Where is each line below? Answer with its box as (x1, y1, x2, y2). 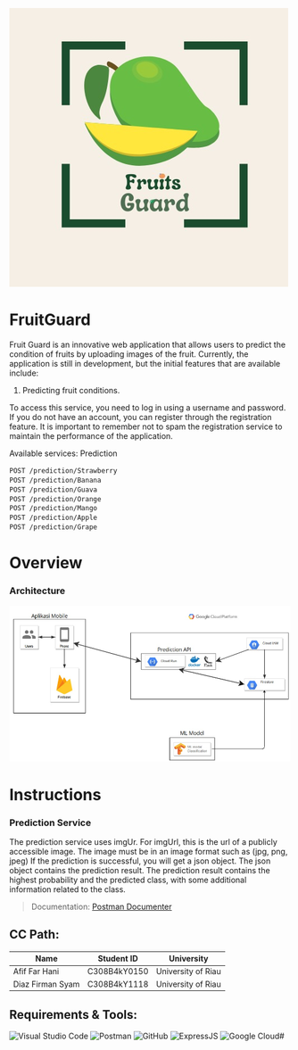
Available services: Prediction (9, 448, 118, 459)
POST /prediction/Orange (9, 494, 102, 503)
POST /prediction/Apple (9, 513, 98, 523)
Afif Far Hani (12, 966, 60, 977)
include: (9, 368, 39, 378)
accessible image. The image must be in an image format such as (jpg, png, (9, 846, 288, 856)
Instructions (9, 784, 102, 805)
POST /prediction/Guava (9, 485, 98, 494)
